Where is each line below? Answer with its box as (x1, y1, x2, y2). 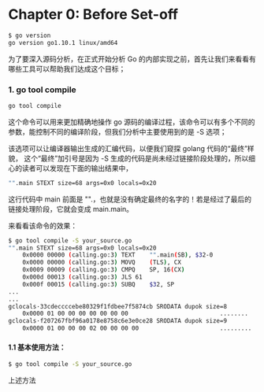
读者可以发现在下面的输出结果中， (21, 163, 132, 172)
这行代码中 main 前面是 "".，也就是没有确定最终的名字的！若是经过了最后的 (8, 194, 252, 204)
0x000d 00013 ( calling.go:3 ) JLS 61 (22, 273, 143, 281)
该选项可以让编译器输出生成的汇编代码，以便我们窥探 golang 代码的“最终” (8, 143, 248, 153)
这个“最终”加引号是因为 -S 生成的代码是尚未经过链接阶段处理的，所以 (23, 153, 249, 163)
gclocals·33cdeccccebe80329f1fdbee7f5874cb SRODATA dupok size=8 (8, 302, 227, 310)
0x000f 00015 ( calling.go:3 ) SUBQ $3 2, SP (22, 280, 175, 288)
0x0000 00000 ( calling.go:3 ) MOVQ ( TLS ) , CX (22, 258, 181, 267)
